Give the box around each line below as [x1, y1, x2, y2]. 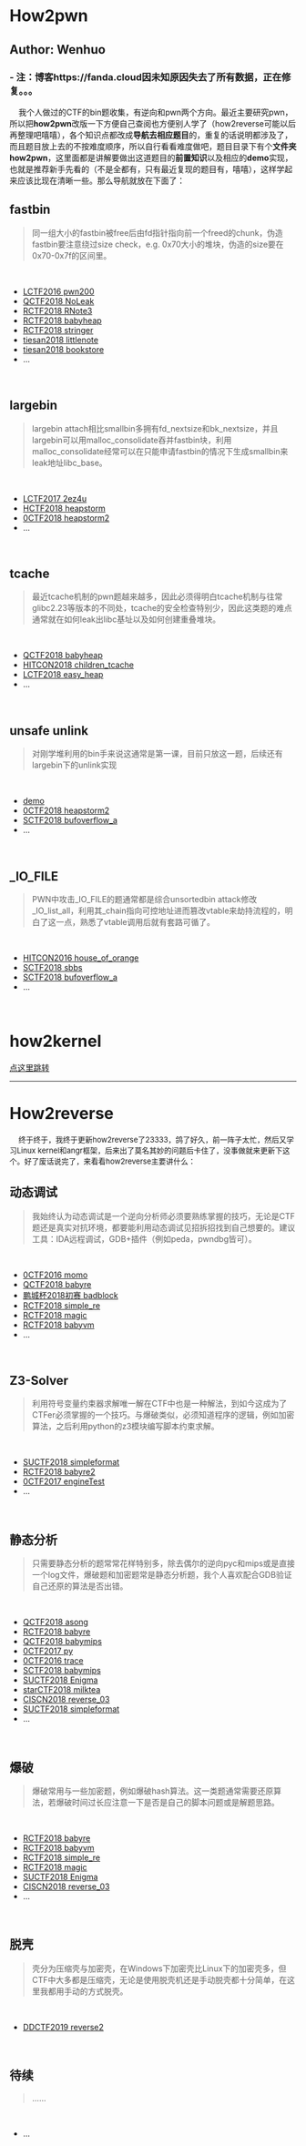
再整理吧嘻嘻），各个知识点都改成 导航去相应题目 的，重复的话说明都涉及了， [9, 129, 293, 140]
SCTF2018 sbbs [22, 961, 83, 972]
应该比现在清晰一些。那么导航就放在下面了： [16, 175, 185, 186]
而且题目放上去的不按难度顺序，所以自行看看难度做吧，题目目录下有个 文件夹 [9, 140, 297, 151]
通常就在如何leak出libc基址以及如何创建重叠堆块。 [31, 614, 221, 625]
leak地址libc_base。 [31, 457, 107, 468]
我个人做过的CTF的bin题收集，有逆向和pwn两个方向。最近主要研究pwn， [17, 107, 293, 117]
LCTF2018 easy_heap [22, 669, 104, 680]
